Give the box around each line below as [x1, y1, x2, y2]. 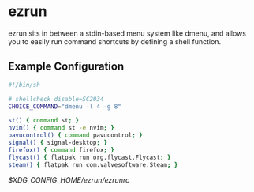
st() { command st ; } [8, 117, 80, 125]
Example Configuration [8, 60, 125, 73]
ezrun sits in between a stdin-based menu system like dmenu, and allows [8, 28, 247, 38]
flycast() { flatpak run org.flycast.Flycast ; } [8, 153, 171, 161]
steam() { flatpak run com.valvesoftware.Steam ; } [8, 160, 178, 168]
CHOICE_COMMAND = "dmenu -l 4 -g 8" [8, 102, 122, 111]
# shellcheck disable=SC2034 [8, 95, 104, 103]
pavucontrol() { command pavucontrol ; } [8, 131, 144, 140]
